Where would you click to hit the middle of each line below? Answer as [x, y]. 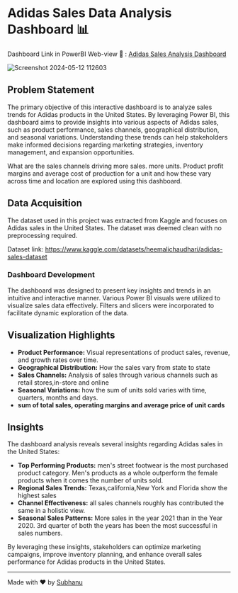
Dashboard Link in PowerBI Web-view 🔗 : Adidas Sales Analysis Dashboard [117, 54]
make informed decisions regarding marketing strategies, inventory [105, 145]
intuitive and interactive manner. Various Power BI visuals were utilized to [114, 298]
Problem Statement [51, 90]
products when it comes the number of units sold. [90, 480]
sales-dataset [27, 256]
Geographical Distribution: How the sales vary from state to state [114, 367]
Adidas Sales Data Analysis [90, 13]
